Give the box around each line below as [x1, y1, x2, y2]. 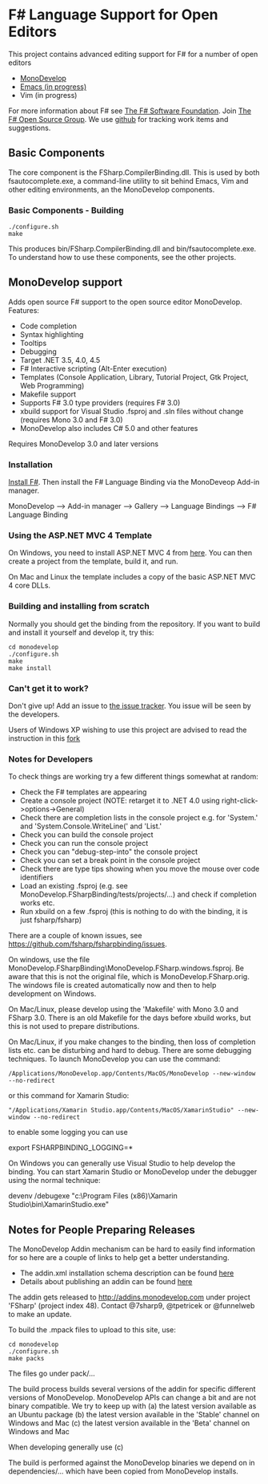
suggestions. [8, 123, 51, 132]
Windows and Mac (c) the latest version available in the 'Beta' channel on [8, 1418, 250, 1428]
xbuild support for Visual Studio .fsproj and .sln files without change [19, 406, 244, 416]
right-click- [221, 796, 258, 806]
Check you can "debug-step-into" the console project [19, 847, 198, 856]
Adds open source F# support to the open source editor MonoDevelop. [8, 297, 242, 307]
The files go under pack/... [8, 1368, 96, 1378]
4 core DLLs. [8, 580, 50, 591]
